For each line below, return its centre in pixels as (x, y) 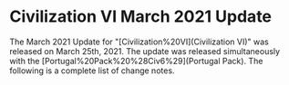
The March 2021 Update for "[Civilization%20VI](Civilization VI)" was (139, 42)
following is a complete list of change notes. (92, 71)
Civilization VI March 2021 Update (140, 17)
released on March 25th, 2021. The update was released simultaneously (145, 51)
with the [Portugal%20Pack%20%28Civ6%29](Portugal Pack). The (136, 61)
